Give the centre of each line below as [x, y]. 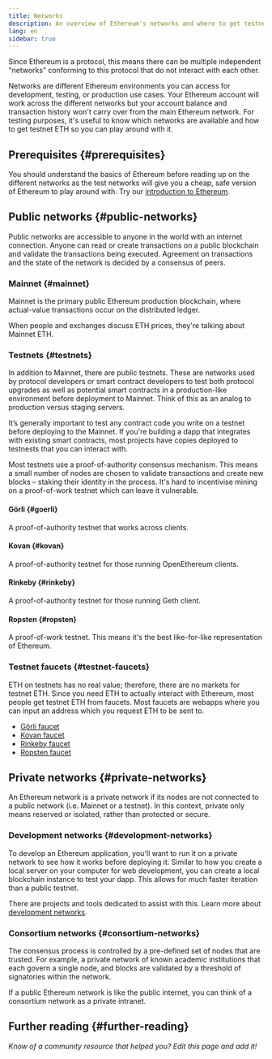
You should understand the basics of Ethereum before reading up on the [129, 175]
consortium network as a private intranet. [77, 1001]
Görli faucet [40, 726]
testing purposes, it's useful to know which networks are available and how [134, 121]
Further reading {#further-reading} [99, 1027]
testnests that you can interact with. [68, 449]
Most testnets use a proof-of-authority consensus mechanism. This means [133, 465]
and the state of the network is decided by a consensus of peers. [117, 262]
